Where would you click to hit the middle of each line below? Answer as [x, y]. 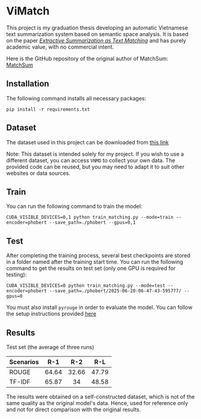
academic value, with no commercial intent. [60, 47]
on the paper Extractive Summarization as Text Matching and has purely [96, 40]
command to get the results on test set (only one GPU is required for [91, 268]
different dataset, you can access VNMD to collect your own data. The [91, 160]
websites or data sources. [38, 173]
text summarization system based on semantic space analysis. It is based [97, 34]
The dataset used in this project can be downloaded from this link [88, 142]
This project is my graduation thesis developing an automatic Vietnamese [97, 28]
